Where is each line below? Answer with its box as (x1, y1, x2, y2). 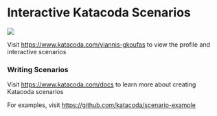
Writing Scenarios (7, 65, 69, 74)
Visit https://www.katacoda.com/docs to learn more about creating (7, 80, 196, 89)
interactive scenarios (7, 47, 67, 56)
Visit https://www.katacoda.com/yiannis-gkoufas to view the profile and (7, 40, 211, 49)
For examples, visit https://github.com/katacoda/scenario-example (7, 101, 196, 109)
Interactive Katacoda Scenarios (7, 5, 191, 21)
